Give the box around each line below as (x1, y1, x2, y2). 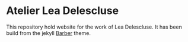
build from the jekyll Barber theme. (6, 29, 91, 36)
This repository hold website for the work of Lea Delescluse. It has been (6, 23, 183, 30)
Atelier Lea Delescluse (6, 4, 119, 17)
